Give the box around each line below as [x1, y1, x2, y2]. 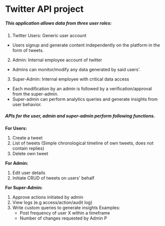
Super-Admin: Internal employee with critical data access [12, 76, 129, 82]
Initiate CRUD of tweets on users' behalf [12, 175, 95, 181]
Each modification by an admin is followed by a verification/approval [12, 86, 152, 92]
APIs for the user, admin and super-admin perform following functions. [5, 113, 155, 119]
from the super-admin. [12, 91, 58, 97]
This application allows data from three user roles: [5, 20, 112, 26]
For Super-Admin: [5, 184, 43, 191]
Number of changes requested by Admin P [19, 215, 108, 221]
